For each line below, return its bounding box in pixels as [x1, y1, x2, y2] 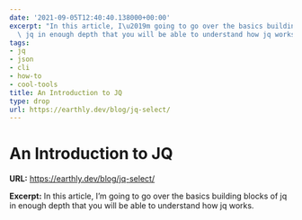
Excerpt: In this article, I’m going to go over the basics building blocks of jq [9, 190, 288, 202]
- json [9, 55, 34, 64]
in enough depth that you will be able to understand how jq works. [9, 200, 254, 211]
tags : [9, 38, 30, 48]
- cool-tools [9, 80, 58, 89]
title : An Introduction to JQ [9, 88, 123, 97]
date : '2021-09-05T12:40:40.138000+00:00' [9, 13, 171, 22]
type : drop [9, 96, 50, 106]
